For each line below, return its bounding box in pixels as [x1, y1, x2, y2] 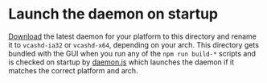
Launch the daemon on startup [8, 5, 219, 23]
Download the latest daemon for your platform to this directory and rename [8, 31, 257, 41]
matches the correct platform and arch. [8, 65, 138, 75]
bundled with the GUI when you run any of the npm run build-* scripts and [8, 48, 256, 58]
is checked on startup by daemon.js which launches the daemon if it [8, 57, 235, 67]
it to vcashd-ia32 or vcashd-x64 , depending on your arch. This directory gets [8, 39, 260, 49]
